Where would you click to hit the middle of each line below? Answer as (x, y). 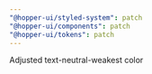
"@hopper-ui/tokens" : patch (62, 34)
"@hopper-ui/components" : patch (70, 26)
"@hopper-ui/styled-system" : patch (76, 18)
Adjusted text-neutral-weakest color (76, 60)
